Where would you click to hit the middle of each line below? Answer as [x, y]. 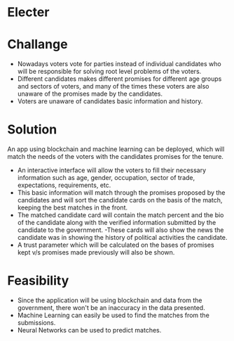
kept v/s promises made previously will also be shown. [96, 252]
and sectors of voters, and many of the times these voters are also [113, 86]
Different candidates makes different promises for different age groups [119, 79]
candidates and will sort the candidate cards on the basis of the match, [120, 200]
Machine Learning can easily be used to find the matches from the [113, 315]
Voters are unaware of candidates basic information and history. [110, 101]
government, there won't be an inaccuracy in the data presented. [111, 308]
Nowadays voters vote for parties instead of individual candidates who [119, 64]
